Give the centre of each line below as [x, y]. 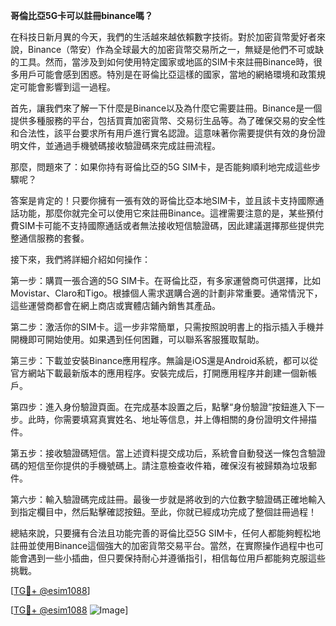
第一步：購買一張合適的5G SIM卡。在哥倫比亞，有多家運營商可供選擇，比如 [166, 280]
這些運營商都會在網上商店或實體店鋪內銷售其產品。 [115, 305]
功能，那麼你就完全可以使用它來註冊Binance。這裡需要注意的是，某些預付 [171, 213]
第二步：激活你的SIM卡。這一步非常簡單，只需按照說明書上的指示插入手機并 [167, 327]
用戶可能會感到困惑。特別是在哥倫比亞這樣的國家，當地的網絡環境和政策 [167, 74]
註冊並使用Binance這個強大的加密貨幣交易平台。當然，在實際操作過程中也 [163, 545]
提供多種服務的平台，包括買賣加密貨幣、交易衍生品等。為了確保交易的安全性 [168, 120]
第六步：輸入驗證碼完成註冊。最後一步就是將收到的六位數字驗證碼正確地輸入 [168, 499]
